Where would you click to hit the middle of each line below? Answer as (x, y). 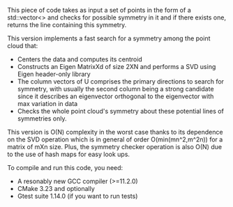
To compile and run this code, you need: (65, 168)
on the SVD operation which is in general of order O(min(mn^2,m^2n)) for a (115, 139)
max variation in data (47, 103)
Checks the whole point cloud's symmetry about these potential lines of (121, 111)
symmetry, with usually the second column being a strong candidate (115, 89)
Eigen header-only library (54, 74)
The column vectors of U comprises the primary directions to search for (121, 82)
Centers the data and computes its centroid (80, 59)
